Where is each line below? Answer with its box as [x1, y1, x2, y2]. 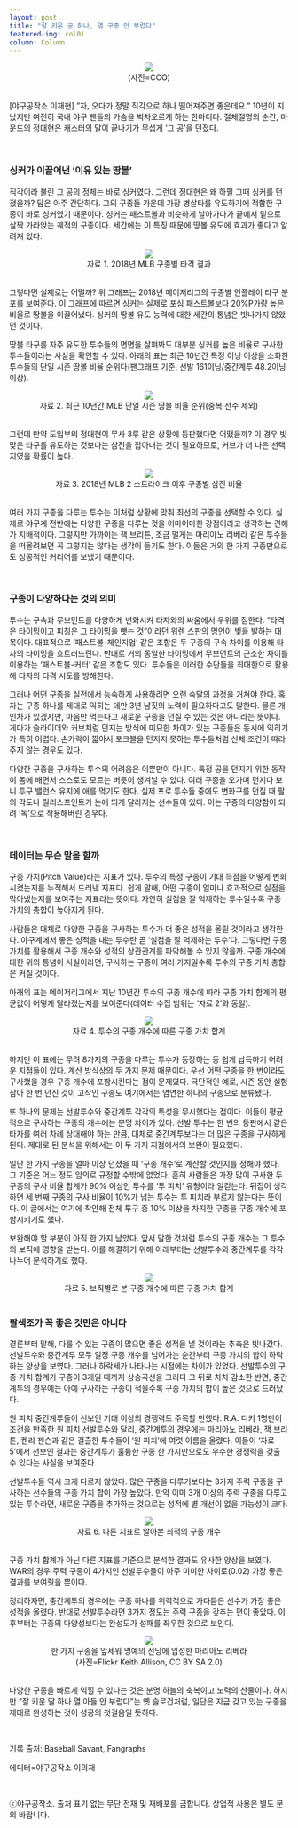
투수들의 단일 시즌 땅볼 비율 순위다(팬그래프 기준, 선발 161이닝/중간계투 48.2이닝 [9, 361, 286, 371]
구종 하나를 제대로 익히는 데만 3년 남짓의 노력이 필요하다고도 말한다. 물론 [25, 699, 277, 711]
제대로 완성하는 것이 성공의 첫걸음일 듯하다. [9, 1707, 159, 1718]
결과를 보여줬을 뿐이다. [9, 1577, 88, 1587]
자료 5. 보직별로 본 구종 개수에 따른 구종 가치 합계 [64, 1283, 234, 1294]
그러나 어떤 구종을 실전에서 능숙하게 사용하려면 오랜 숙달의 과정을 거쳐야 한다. [9, 689, 277, 699]
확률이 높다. [32, 451, 74, 461]
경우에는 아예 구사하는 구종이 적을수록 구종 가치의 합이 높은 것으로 [32, 1383, 260, 1393]
